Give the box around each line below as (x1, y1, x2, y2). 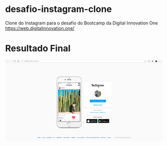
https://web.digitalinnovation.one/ (5, 25, 75, 31)
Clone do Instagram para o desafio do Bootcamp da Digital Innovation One (5, 20, 158, 26)
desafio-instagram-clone (5, 3, 112, 15)
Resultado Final (5, 43, 71, 54)
